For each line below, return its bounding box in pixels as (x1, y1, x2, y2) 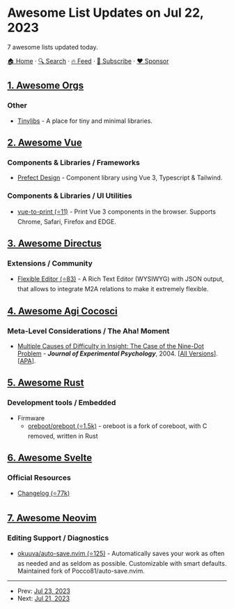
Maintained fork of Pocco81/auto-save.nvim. (17, 567, 145, 575)
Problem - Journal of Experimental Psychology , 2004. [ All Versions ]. (17, 349, 218, 358)
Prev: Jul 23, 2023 (17, 587, 71, 595)
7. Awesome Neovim (7, 512, 97, 524)
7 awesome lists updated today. (7, 43, 98, 51)
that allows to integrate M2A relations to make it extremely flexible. (17, 285, 209, 293)
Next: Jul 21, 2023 (17, 594, 70, 603)
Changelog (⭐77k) (17, 489, 70, 497)
